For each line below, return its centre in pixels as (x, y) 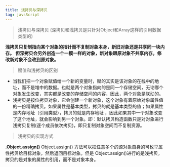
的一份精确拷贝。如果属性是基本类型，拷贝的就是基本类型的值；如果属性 (88, 106)
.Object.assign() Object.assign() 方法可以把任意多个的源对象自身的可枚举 (82, 147)
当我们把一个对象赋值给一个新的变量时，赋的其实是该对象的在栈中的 (83, 81)
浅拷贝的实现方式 (35, 136)
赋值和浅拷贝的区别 (38, 70)
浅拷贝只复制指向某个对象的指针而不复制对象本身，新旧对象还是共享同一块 (83, 47)
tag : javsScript (22, 15)
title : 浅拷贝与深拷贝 (27, 10)
